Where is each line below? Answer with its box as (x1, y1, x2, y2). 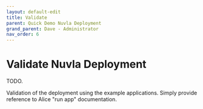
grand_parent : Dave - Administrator (6, 25, 99, 32)
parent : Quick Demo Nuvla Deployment (6, 20, 102, 26)
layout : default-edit (6, 8, 61, 15)
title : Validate (6, 15, 47, 21)
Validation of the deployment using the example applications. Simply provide (6, 89, 198, 97)
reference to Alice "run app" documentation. (6, 96, 117, 103)
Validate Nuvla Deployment (6, 58, 147, 71)
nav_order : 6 (6, 31, 39, 38)
